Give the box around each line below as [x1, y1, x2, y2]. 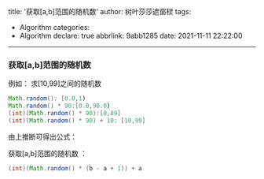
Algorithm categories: [19, 23, 90, 32]
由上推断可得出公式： [8, 132, 77, 141]
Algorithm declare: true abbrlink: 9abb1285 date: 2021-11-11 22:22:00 [19, 31, 243, 40]
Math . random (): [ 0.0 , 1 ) [8, 95, 86, 103]
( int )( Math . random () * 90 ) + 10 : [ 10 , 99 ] [8, 117, 146, 125]
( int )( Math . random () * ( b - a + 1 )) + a [8, 164, 143, 172]
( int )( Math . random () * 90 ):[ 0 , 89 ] [8, 110, 122, 117]
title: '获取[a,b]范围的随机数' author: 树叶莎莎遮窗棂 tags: [8, 7, 192, 16]
